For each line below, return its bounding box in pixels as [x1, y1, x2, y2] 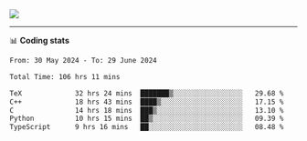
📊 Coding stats [9, 35, 70, 45]
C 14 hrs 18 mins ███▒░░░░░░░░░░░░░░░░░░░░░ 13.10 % [9, 106, 284, 115]
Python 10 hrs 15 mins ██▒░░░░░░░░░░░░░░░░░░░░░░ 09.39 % [9, 114, 284, 124]
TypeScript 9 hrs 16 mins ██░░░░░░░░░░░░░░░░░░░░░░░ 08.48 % [9, 123, 284, 132]
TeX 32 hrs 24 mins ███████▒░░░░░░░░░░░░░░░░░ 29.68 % [9, 88, 284, 98]
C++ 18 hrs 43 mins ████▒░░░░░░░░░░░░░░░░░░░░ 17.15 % [9, 97, 284, 106]
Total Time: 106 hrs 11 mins [9, 72, 121, 81]
